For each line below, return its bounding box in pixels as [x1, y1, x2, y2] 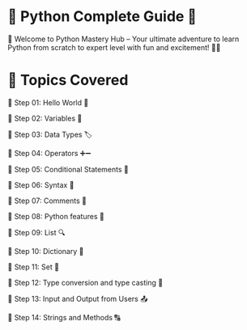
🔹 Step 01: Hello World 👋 [7, 97, 89, 108]
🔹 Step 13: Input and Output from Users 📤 [7, 294, 148, 303]
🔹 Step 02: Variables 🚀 [7, 113, 83, 123]
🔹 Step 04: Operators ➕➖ [7, 148, 92, 158]
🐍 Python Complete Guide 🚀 [7, 7, 198, 26]
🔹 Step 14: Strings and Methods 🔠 [7, 312, 121, 322]
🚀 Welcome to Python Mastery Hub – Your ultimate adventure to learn [7, 34, 240, 44]
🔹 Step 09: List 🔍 [7, 227, 66, 237]
